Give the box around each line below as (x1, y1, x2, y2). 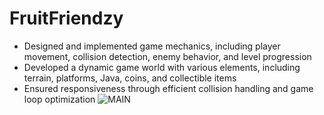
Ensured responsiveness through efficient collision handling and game (23, 82, 314, 94)
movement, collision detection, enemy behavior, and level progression (23, 50, 312, 62)
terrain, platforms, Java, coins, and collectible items (23, 72, 237, 84)
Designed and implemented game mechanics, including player (23, 40, 281, 52)
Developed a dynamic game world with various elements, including (23, 61, 301, 73)
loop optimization (23, 93, 96, 105)
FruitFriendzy (9, 7, 124, 30)
